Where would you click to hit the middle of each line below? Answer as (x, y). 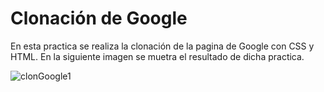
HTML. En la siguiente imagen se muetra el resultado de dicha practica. (157, 56)
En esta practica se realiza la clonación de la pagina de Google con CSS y (162, 46)
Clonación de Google (99, 18)
